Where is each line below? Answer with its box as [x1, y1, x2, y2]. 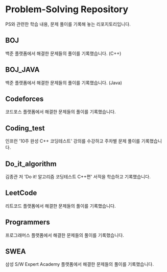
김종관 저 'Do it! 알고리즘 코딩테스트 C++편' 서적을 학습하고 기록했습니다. [5, 174, 151, 179]
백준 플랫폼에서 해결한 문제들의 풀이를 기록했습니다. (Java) [5, 79, 123, 86]
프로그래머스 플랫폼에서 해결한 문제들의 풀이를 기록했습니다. [5, 232, 124, 238]
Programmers [5, 218, 50, 227]
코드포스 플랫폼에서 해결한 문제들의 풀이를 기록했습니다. [5, 108, 116, 115]
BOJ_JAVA [5, 65, 40, 74]
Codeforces [5, 94, 44, 103]
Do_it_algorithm [5, 159, 57, 168]
